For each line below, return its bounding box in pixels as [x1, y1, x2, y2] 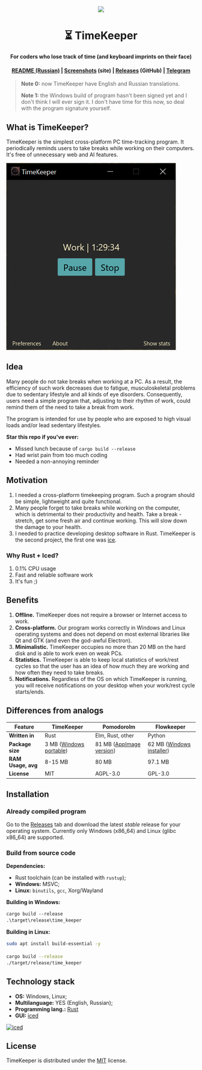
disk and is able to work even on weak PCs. [14, 650, 123, 657]
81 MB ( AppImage [95, 740, 141, 747]
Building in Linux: [6, 928, 50, 935]
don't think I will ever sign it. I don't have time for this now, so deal [20, 98, 185, 106]
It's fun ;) [14, 577, 38, 584]
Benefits [6, 595, 39, 606]
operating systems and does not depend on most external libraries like [14, 630, 190, 638]
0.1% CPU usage [14, 565, 57, 572]
